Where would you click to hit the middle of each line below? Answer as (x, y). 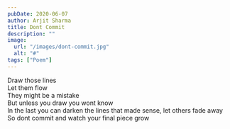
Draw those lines (32, 80)
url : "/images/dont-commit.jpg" (62, 47)
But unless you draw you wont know (60, 103)
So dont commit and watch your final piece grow (78, 118)
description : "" (31, 34)
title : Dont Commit (36, 27)
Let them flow (27, 88)
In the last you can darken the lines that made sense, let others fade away (115, 110)
